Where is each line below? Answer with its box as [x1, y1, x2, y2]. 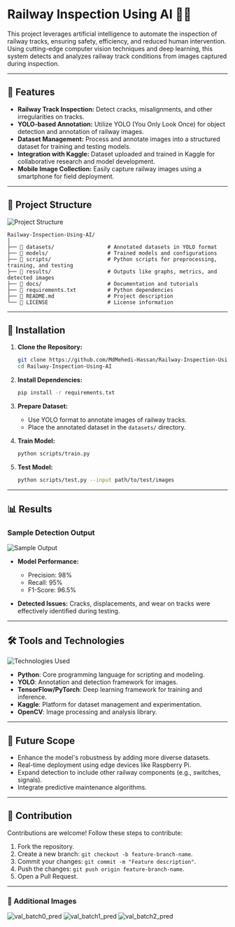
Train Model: [17, 436, 56, 445]
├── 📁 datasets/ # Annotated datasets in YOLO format [7, 244, 218, 251]
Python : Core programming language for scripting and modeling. [17, 670, 205, 679]
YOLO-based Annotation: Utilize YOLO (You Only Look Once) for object [17, 119, 226, 128]
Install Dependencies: [17, 375, 83, 385]
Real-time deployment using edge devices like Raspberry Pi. [17, 761, 192, 769]
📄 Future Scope [7, 735, 76, 747]
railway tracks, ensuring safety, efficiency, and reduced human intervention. [7, 36, 227, 45]
